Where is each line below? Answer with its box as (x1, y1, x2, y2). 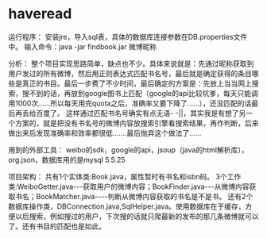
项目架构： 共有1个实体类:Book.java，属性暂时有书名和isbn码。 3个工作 (8, 171, 242, 181)
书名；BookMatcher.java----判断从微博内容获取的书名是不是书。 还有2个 (14, 191, 253, 201)
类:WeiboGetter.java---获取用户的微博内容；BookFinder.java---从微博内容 (8, 182, 250, 191)
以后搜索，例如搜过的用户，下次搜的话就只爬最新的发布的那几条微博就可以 (14, 211, 259, 221)
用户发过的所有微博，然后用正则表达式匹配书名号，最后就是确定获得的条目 (8, 68, 252, 78)
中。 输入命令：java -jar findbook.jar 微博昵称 (8, 41, 157, 52)
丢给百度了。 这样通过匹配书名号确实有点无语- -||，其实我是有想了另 (21, 108, 246, 117)
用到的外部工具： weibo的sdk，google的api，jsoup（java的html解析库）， (8, 144, 249, 155)
